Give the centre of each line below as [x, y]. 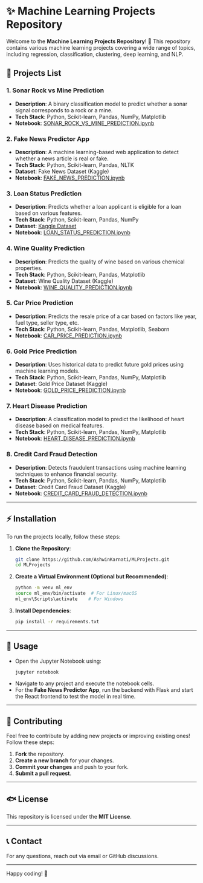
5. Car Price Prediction [40, 303]
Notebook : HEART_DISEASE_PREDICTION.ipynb [75, 439]
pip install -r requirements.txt [57, 621]
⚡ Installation [31, 519]
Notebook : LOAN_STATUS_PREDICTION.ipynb [73, 232]
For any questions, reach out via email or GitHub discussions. [82, 856]
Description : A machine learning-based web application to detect [97, 152]
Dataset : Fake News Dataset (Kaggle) [62, 171]
